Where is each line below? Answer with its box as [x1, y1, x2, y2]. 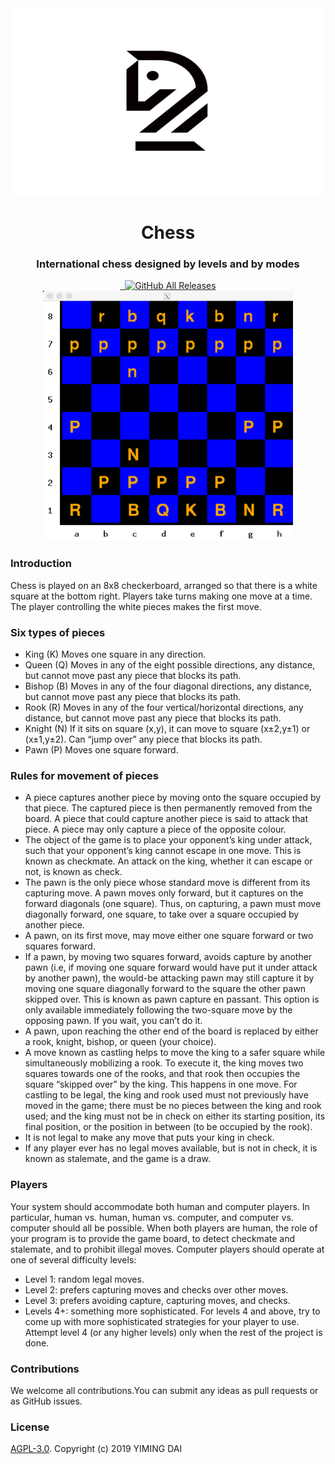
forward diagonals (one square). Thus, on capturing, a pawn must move [24, 898, 322, 910]
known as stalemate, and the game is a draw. [24, 1153, 211, 1165]
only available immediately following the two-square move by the [24, 1004, 293, 1016]
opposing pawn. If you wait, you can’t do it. [24, 1015, 203, 1027]
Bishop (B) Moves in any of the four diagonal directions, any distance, [24, 680, 313, 692]
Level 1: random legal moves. [24, 1273, 145, 1285]
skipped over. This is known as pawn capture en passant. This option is [24, 993, 320, 1006]
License [10, 1420, 50, 1434]
